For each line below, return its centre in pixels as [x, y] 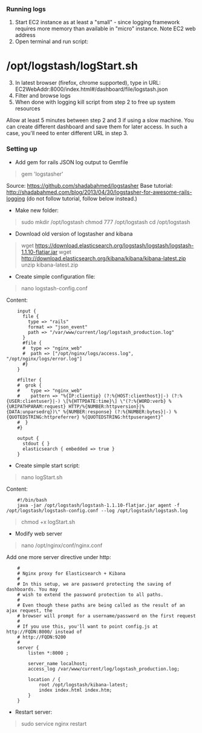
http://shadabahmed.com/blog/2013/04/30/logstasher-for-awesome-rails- [99, 192]
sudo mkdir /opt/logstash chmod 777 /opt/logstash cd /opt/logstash [106, 222]
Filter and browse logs [43, 96]
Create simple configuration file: [55, 276]
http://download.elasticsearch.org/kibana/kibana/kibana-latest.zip [103, 258]
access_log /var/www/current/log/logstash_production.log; [104, 669]
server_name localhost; [58, 663]
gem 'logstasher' [42, 174]
